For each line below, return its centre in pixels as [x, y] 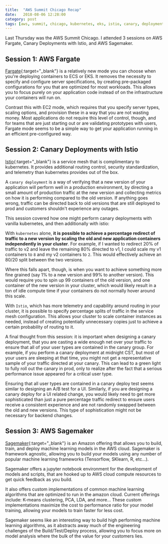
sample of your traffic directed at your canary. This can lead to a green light [83, 363]
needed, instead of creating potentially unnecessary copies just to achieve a [84, 321]
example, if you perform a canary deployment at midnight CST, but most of [82, 352]
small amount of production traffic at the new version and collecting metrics [83, 192]
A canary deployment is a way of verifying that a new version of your [75, 182]
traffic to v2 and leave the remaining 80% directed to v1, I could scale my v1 [83, 249]
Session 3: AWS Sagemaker [49, 431]
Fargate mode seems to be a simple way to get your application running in [81, 128]
